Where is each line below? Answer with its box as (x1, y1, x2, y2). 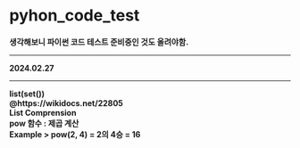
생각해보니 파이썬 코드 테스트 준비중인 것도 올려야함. (9, 37, 189, 47)
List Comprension (9, 107, 77, 118)
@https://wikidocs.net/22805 (9, 97, 123, 108)
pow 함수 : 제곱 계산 (9, 118, 79, 128)
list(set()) (9, 88, 45, 99)
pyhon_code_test (9, 5, 140, 26)
